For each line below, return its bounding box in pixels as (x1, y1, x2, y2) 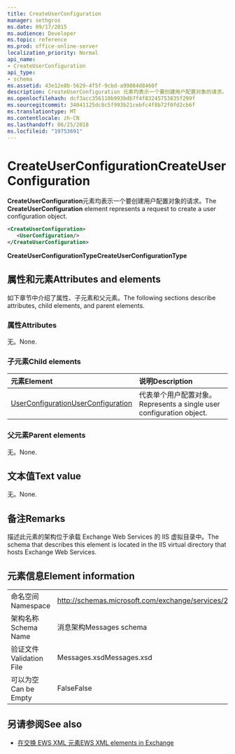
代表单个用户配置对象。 (138, 390, 217, 400)
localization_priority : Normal (7, 50, 99, 57)
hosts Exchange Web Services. (7, 548, 97, 556)
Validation (10, 654, 43, 664)
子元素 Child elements (7, 356, 82, 366)
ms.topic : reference (7, 36, 68, 43)
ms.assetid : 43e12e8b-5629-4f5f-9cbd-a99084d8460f (7, 82, 158, 89)
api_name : (7, 56, 36, 63)
